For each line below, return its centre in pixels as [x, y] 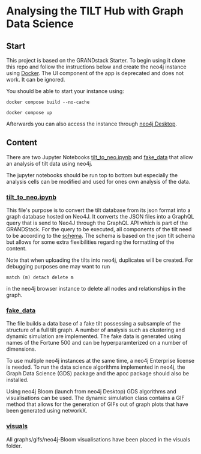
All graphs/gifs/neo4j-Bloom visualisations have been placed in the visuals [98, 439]
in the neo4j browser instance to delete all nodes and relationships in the [96, 289]
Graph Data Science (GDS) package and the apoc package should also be [98, 374]
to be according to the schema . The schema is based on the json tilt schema [100, 236]
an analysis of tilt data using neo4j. [49, 163]
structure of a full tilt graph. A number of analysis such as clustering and [95, 330]
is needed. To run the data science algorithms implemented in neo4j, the [96, 367]
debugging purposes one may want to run [58, 267]
